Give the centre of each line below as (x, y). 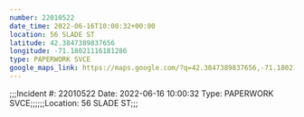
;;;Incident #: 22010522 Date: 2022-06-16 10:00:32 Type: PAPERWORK (142, 93)
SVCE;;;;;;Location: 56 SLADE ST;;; (74, 103)
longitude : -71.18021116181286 (68, 51)
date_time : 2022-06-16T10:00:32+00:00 (82, 26)
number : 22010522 (42, 18)
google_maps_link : (44, 68)
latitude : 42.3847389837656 (62, 43)
